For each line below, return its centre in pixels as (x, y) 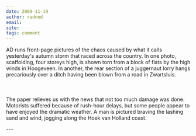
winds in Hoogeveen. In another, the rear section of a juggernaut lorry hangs (98, 68)
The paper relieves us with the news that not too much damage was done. (95, 99)
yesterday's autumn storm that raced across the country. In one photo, (91, 56)
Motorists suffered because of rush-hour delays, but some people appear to (98, 106)
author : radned (25, 17)
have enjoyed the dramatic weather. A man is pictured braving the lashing (95, 112)
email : (14, 22)
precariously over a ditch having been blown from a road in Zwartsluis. (91, 75)
